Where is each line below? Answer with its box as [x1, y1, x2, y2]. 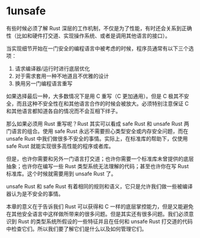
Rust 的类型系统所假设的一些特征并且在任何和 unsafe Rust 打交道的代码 [17, 218, 193, 225]
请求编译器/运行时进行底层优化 [14, 64, 90, 72]
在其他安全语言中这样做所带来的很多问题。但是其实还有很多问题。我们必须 [6, 210, 189, 217]
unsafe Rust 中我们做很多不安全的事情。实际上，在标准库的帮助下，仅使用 [6, 135, 188, 142]
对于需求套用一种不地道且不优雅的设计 [14, 72, 109, 79]
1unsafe [6, 4, 46, 18]
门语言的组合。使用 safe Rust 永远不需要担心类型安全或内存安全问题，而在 [6, 127, 189, 135]
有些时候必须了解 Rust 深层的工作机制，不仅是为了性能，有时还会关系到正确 [6, 24, 192, 32]
